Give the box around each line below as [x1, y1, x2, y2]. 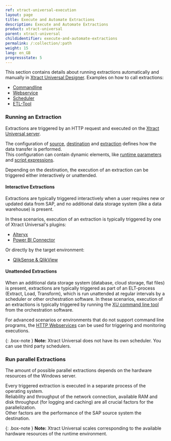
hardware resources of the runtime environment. [5, 431, 108, 437]
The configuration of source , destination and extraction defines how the [5, 140, 157, 146]
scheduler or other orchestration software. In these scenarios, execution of [5, 296, 163, 302]
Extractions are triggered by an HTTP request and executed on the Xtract [5, 125, 159, 131]
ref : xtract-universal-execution [5, 7, 77, 13]
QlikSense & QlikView [12, 256, 58, 262]
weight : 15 [5, 46, 29, 51]
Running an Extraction [5, 114, 62, 121]
